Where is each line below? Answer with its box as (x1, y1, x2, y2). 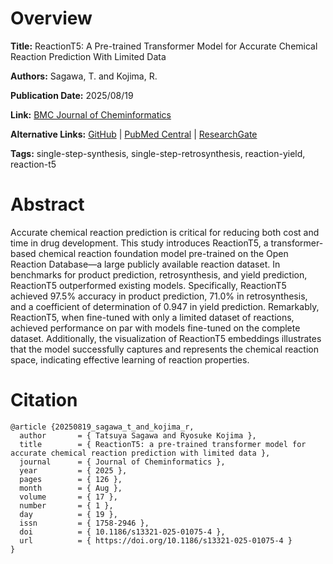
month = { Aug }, (19, 483, 123, 493)
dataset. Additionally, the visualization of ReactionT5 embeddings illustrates (10, 332, 322, 344)
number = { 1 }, (19, 500, 114, 511)
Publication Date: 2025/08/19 (10, 89, 134, 101)
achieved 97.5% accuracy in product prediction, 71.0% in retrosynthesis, (10, 290, 308, 302)
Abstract (10, 193, 85, 216)
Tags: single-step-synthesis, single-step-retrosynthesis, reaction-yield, (10, 147, 306, 159)
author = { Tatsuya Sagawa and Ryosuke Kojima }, (19, 430, 257, 441)
